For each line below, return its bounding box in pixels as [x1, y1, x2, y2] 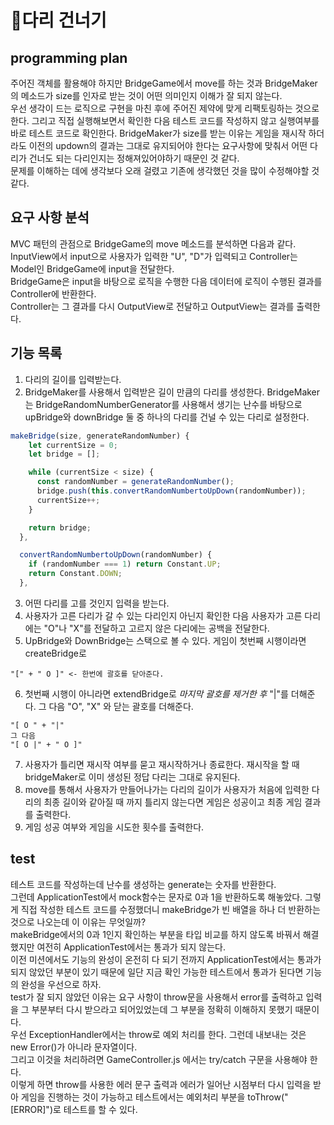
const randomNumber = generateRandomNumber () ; [36, 477, 235, 487]
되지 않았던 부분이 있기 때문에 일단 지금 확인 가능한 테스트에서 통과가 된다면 [10, 966, 304, 978]
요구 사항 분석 [10, 209, 90, 226]
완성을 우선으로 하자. [20, 978, 102, 990]
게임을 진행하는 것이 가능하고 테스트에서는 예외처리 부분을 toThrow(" [20, 1091, 289, 1103]
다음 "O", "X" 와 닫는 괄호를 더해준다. [48, 700, 194, 712]
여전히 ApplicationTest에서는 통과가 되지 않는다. [36, 941, 227, 953]
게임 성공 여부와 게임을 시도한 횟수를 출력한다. [24, 821, 205, 833]
